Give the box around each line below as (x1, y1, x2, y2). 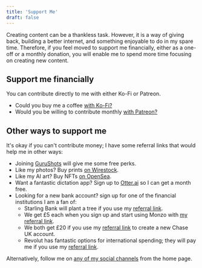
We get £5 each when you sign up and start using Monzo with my (24, 211, 188, 219)
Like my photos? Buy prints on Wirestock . (15, 167, 119, 174)
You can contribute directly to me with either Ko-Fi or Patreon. (6, 90, 161, 97)
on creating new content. (6, 57, 69, 64)
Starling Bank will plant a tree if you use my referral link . (24, 205, 163, 212)
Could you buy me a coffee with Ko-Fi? (15, 102, 112, 109)
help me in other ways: (6, 148, 64, 156)
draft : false (6, 14, 39, 21)
